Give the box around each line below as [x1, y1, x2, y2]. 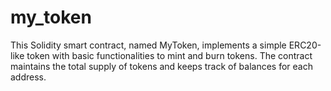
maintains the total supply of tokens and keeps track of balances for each [10, 60, 313, 72]
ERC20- [288, 39, 322, 51]
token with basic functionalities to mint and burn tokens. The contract [26, 49, 313, 61]
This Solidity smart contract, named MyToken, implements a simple [10, 39, 287, 51]
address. [10, 71, 47, 83]
